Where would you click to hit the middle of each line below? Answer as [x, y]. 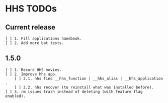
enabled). [16, 96]
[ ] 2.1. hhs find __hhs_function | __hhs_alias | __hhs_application [89, 78]
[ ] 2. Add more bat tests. [35, 43]
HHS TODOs [31, 9]
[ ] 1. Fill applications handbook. [44, 38]
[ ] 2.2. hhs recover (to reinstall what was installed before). [84, 87]
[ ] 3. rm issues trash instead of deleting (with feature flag [74, 91]
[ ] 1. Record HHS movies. [33, 70]
